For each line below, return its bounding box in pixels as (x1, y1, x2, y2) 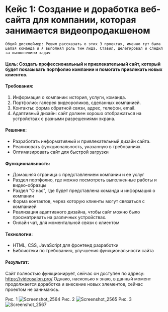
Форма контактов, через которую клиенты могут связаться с (12, 198, 145, 204)
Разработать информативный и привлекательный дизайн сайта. (12, 138, 151, 144)
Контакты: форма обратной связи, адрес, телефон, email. (12, 105, 136, 111)
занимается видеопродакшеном (5, 25, 150, 36)
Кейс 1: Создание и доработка (5, 4, 139, 15)
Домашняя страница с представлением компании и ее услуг (12, 172, 144, 178)
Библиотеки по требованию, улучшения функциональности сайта (12, 248, 154, 254)
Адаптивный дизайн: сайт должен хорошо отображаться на (12, 110, 142, 116)
